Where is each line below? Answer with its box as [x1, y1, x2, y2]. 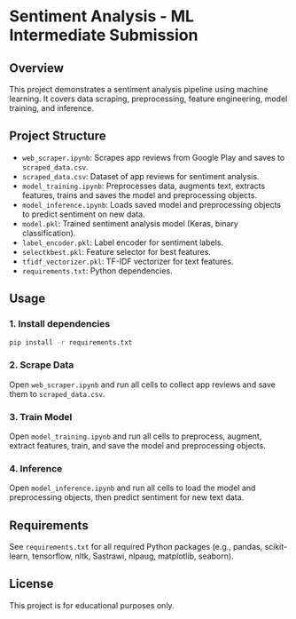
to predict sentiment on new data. [21, 209, 145, 219]
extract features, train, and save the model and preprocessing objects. [9, 440, 266, 450]
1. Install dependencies [9, 318, 111, 330]
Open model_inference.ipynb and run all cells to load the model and [9, 482, 256, 494]
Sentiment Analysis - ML [9, 6, 195, 27]
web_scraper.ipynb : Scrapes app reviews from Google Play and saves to [21, 152, 285, 163]
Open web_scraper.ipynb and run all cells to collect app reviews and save [9, 379, 277, 390]
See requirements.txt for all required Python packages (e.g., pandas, [9, 542, 263, 552]
